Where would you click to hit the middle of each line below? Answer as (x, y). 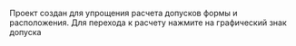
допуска (25, 32)
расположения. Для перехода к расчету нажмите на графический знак (148, 23)
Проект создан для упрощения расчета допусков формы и (123, 13)
